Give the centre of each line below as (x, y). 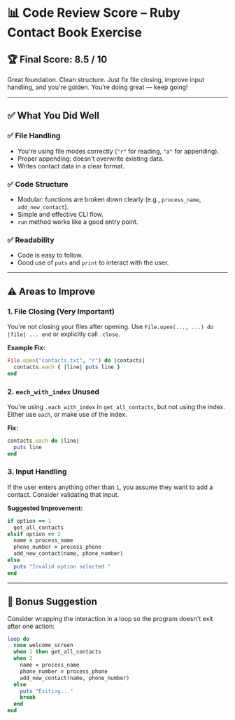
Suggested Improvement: (45, 508)
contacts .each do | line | (43, 441)
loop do (19, 639)
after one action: (31, 626)
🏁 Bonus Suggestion (52, 602)
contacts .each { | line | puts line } (67, 367)
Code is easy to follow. (50, 255)
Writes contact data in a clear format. (71, 166)
